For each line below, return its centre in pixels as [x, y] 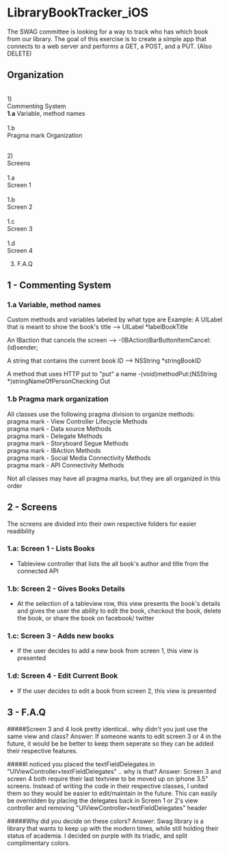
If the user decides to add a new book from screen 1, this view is [108, 651]
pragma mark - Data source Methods [59, 428]
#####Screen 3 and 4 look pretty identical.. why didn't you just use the [108, 729]
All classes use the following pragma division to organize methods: [101, 414]
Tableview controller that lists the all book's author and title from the [113, 563]
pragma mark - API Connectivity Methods [66, 465]
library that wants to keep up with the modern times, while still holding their [113, 828]
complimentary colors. [39, 843]
